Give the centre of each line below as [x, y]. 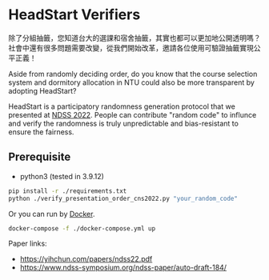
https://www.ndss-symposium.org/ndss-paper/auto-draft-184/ [123, 268]
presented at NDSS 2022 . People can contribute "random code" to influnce [132, 114]
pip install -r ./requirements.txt [68, 191]
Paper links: [28, 244]
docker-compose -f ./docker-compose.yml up [82, 228]
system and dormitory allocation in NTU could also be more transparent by [131, 82]
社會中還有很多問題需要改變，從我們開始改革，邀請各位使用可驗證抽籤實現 [131, 48]
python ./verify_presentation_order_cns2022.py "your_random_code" [123, 198]
